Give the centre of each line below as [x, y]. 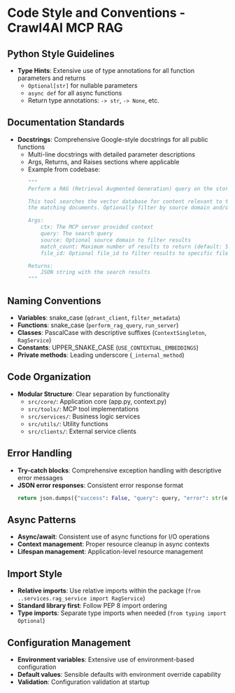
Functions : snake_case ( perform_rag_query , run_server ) [98, 325]
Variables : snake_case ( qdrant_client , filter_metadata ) [99, 318]
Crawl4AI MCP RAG [65, 28]
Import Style [35, 574]
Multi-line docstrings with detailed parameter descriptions [112, 154]
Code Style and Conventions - [96, 13]
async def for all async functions [75, 93]
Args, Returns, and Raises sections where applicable [104, 161]
